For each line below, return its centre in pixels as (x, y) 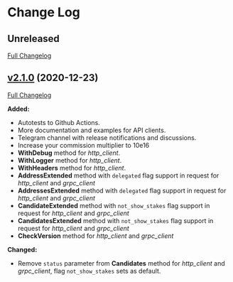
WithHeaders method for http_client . (72, 168)
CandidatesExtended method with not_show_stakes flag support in (115, 220)
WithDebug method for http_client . (69, 153)
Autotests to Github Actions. (59, 122)
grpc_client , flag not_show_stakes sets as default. (89, 271)
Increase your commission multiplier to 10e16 (83, 145)
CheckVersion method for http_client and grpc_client (96, 236)
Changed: (22, 249)
